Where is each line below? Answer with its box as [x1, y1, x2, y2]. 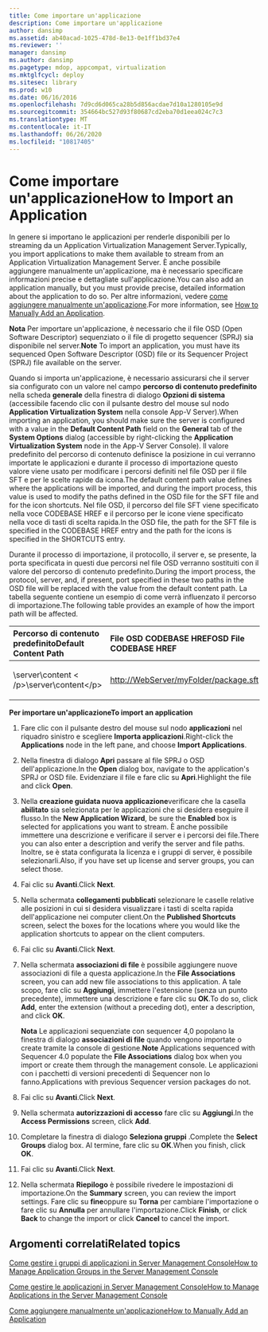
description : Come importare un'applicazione [9, 19, 162, 27]
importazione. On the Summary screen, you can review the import [20, 1188, 237, 1198]
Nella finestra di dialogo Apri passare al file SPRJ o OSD [20, 755, 205, 766]
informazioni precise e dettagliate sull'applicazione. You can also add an [9, 274, 244, 284]
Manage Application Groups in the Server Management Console [9, 1267, 219, 1276]
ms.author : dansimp [9, 57, 74, 65]
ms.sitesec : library [9, 78, 78, 86]
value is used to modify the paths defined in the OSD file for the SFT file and [9, 492, 259, 502]
